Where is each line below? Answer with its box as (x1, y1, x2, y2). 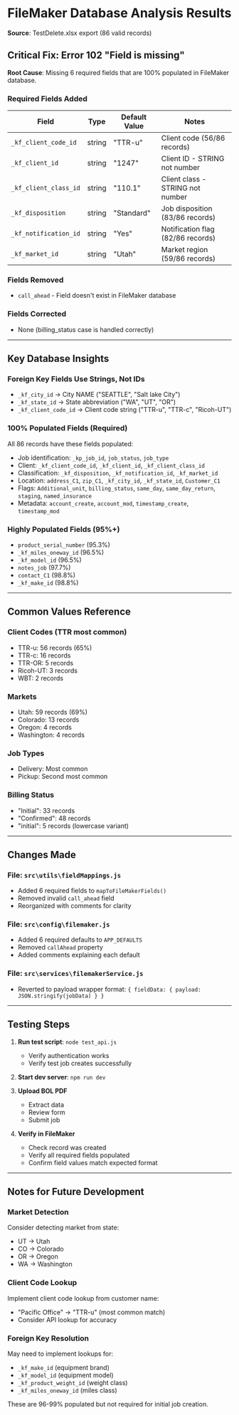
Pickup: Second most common (17, 772, 108, 781)
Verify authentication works (28, 1051, 110, 1059)
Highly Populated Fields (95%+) (7, 524, 120, 534)
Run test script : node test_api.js (17, 1037, 117, 1046)
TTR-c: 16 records (17, 651, 71, 660)
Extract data (28, 1100, 65, 1109)
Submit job (28, 1115, 60, 1124)
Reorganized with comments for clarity (17, 902, 132, 910)
